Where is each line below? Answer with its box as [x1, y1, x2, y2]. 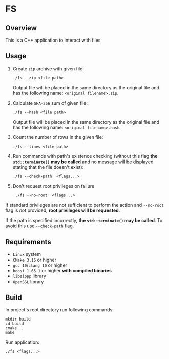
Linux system [12, 251, 41, 257]
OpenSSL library [12, 278, 44, 285]
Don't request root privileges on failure [12, 183, 95, 189]
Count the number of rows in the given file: [12, 134, 103, 140]
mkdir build [5, 316, 31, 322]
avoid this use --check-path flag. [5, 223, 74, 229]
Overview [5, 24, 37, 32]
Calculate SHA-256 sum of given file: [12, 99, 88, 106]
